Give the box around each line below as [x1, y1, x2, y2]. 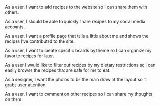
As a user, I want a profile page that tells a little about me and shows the [5, 33, 149, 39]
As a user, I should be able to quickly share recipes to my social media [5, 19, 145, 24]
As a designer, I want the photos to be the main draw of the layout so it [5, 77, 146, 82]
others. [5, 9, 19, 15]
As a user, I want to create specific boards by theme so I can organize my [5, 48, 152, 53]
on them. [5, 96, 23, 102]
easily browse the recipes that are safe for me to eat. [5, 67, 111, 73]
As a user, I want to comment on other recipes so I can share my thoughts [5, 91, 153, 97]
